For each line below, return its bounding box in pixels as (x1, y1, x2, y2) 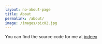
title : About (5, 12, 31, 16)
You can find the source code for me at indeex (5, 34, 98, 40)
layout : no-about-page (5, 7, 51, 12)
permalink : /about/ (5, 16, 44, 21)
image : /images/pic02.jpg (5, 20, 57, 26)
